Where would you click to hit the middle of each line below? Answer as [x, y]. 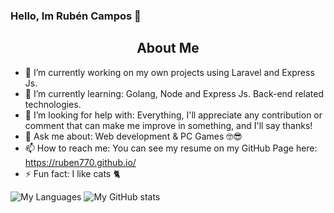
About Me [168, 48]
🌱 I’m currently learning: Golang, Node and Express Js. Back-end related [174, 93]
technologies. [53, 104]
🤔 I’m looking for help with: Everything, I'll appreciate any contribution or [173, 115]
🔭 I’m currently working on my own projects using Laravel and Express [169, 72]
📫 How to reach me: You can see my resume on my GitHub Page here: [171, 148]
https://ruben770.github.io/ [80, 162]
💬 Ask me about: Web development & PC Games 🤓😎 [133, 136]
